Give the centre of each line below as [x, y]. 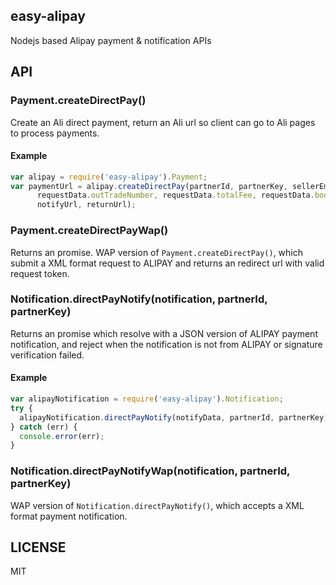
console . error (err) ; [62, 436]
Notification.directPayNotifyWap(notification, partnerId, [150, 471]
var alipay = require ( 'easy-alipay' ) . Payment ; [109, 177]
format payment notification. [69, 516]
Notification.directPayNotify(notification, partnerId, [139, 299]
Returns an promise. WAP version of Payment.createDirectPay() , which [156, 252]
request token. [40, 273]
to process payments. [55, 133]
